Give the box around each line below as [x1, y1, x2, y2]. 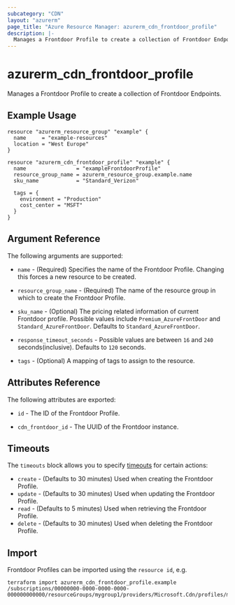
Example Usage [7, 110, 77, 122]
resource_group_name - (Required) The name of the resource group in [17, 286, 216, 294]
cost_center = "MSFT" [20, 201, 83, 208]
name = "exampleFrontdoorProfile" [13, 165, 161, 172]
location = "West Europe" [13, 141, 90, 148]
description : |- [7, 29, 55, 37]
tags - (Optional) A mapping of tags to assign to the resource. [17, 356, 195, 364]
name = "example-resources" [13, 134, 108, 141]
